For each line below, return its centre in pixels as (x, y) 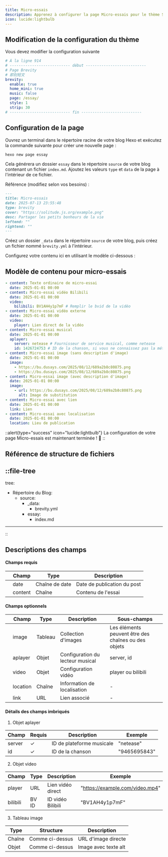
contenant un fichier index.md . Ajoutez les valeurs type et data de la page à (82, 169)
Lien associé (75, 698)
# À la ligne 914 (23, 61)
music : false (23, 93)
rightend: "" (19, 227)
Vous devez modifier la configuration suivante (52, 52)
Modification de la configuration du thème (72, 39)
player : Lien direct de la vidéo (49, 325)
